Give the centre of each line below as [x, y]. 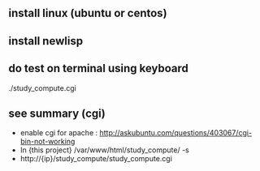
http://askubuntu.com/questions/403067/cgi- [176, 133]
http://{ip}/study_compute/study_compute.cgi [96, 159]
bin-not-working [48, 142]
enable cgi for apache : [59, 133]
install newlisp [46, 41]
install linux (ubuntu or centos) [88, 13]
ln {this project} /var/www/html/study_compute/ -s [104, 150]
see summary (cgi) [57, 113]
